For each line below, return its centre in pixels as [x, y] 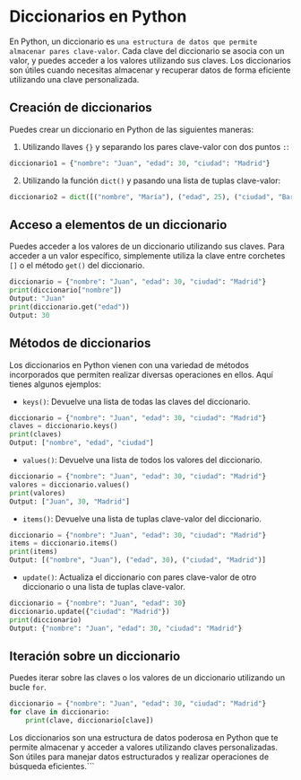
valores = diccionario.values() [69, 485]
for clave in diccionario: [60, 712]
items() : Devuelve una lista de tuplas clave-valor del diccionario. [142, 519]
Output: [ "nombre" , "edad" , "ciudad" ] [82, 443]
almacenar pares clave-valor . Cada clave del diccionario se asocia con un [147, 50]
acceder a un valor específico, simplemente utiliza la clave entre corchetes [147, 256]
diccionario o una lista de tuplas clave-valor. [103, 587]
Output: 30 [30, 315]
